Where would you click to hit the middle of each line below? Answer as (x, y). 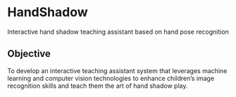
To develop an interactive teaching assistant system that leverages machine (117, 70)
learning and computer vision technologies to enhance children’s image (111, 78)
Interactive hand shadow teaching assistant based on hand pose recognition (118, 32)
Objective (29, 54)
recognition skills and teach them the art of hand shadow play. (98, 86)
